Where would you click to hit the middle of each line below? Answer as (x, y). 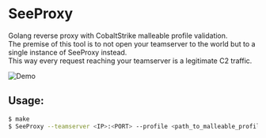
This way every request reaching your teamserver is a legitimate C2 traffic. (130, 61)
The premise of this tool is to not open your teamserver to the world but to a (132, 43)
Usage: (27, 101)
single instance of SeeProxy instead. (68, 52)
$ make (19, 119)
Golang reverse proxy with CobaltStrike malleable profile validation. (118, 35)
